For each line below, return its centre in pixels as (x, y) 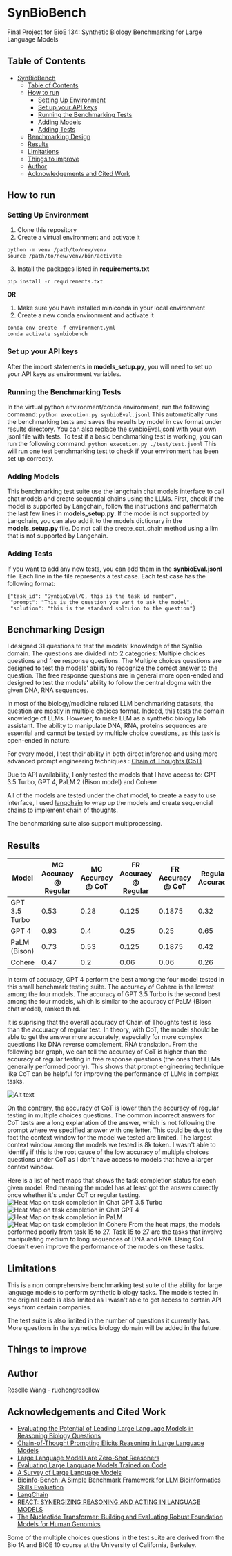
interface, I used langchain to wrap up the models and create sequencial (110, 803)
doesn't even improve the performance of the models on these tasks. (106, 1247)
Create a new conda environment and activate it (85, 315)
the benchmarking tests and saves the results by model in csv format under (115, 422)
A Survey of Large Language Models (69, 1473)
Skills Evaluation (40, 1487)
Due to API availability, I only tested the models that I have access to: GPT (112, 775)
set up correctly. (30, 459)
